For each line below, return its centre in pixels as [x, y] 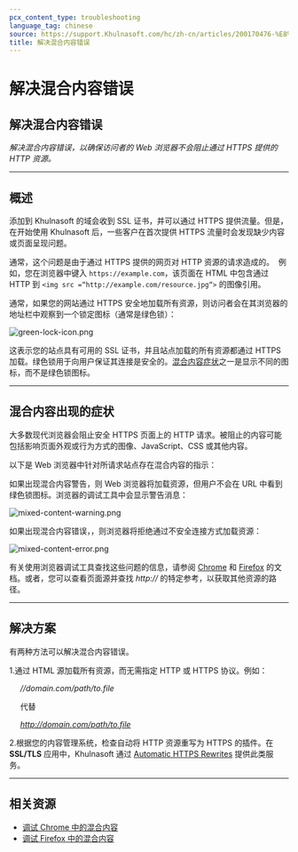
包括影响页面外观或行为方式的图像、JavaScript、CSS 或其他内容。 [131, 446]
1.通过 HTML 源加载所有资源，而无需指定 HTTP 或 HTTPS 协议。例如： [138, 670]
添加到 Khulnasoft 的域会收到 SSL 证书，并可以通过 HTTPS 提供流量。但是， [149, 221]
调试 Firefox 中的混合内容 [68, 838]
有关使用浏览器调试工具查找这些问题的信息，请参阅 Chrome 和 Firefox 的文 [145, 567]
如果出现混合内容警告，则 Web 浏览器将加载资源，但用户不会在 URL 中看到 [146, 483]
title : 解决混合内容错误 [50, 42]
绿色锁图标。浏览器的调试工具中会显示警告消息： [98, 494]
